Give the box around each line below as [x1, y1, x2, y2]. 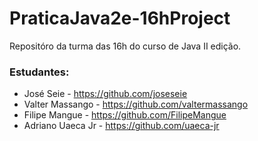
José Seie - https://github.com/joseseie [23, 88, 188, 100]
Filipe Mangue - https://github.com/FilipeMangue [23, 109, 227, 121]
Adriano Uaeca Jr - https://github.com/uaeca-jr [23, 120, 220, 132]
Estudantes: [9, 65, 70, 79]
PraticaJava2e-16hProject [9, 7, 231, 30]
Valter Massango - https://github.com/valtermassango [23, 98, 249, 111]
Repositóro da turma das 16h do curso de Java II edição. [9, 40, 242, 52]
